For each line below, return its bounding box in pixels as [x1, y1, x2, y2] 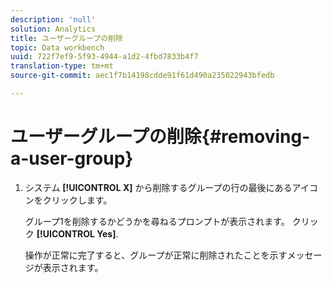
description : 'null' [10, 14, 97, 25]
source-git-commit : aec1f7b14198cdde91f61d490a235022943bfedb [10, 71, 275, 81]
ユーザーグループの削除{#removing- [10, 126, 311, 148]
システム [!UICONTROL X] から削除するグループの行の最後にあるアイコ [24, 181, 318, 193]
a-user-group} [10, 147, 134, 170]
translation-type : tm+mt [10, 61, 114, 71]
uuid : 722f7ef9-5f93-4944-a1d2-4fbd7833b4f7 [10, 52, 199, 62]
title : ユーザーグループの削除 [10, 33, 123, 43]
